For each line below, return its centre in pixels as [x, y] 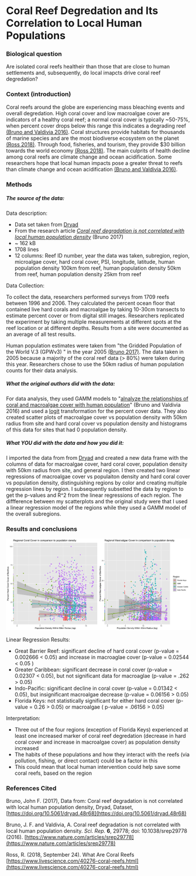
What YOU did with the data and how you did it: [65, 443]
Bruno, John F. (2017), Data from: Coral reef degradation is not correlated [94, 801]
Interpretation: [23, 719]
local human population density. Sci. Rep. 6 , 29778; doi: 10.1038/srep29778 [97, 831]
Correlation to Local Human [74, 23]
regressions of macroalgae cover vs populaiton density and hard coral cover [98, 476]
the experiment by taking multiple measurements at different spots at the [94, 322]
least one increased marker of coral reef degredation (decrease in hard [100, 736]
